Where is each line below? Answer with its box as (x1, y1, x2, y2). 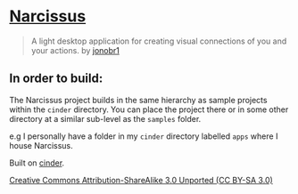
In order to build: (9, 71, 103, 86)
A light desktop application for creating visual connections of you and (30, 36, 287, 46)
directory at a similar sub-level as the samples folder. (9, 113, 202, 124)
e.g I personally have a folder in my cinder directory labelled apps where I (9, 131, 278, 141)
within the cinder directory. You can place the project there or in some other (9, 104, 289, 115)
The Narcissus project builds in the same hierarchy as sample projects (9, 94, 268, 105)
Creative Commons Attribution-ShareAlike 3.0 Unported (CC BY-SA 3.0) (9, 174, 274, 185)
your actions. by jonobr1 (30, 44, 120, 55)
